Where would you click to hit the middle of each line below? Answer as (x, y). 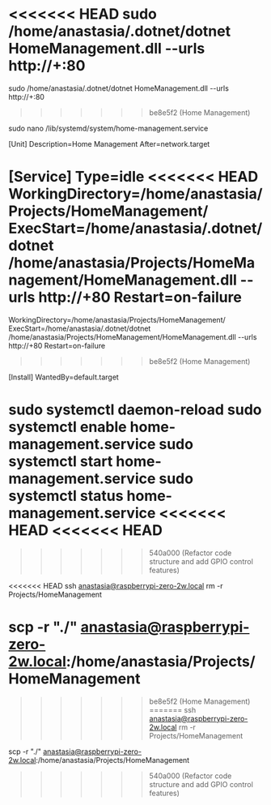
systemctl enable (68, 427)
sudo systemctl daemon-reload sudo (135, 410)
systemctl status (66, 496)
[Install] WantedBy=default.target (64, 377)
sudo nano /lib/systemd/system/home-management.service (108, 128)
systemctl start (61, 462)
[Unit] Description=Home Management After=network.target (109, 143)
